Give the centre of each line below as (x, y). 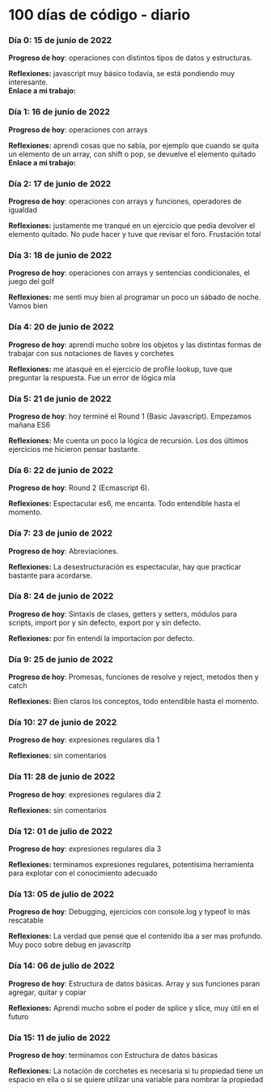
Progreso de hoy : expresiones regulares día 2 (85, 794)
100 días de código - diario (100, 15)
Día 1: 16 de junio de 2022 (59, 112)
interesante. (28, 82)
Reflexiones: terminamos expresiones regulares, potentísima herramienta (131, 865)
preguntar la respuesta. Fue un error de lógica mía (92, 377)
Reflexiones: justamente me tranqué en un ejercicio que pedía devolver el (132, 226)
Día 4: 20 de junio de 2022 (61, 327)
